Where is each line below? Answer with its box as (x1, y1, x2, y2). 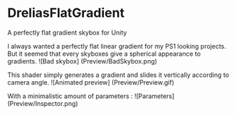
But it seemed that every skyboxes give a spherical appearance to (7, 49, 201, 58)
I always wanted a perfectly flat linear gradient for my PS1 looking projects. (7, 42, 227, 50)
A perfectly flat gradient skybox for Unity (7, 28, 127, 37)
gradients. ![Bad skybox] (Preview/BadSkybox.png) (7, 56, 158, 65)
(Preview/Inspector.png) (7, 99, 78, 107)
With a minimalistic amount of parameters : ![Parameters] (7, 92, 175, 100)
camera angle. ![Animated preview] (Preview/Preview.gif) (7, 78, 174, 86)
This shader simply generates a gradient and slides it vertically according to (7, 71, 230, 79)
